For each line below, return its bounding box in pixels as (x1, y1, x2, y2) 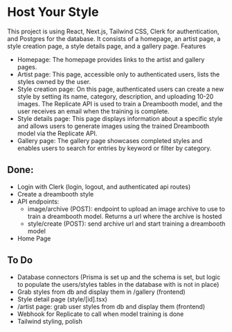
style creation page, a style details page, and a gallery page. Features (7, 42, 206, 50)
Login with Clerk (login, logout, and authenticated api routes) (17, 182, 191, 191)
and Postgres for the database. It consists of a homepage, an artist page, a (7, 34, 221, 42)
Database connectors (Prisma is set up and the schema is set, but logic (17, 272, 221, 281)
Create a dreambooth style (17, 190, 94, 198)
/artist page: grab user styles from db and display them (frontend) (17, 302, 206, 310)
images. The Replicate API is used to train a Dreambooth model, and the (17, 99, 223, 108)
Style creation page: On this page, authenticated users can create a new (17, 85, 224, 93)
